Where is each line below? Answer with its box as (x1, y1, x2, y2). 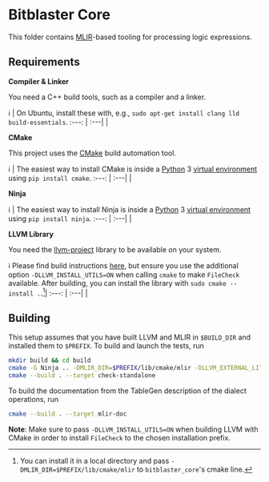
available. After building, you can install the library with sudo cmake (8, 278, 227, 287)
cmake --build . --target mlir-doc (8, 410, 127, 418)
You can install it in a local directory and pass (19, 456, 170, 465)
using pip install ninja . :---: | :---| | (8, 214, 132, 223)
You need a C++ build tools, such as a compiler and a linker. (8, 92, 207, 102)
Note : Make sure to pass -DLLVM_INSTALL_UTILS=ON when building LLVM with (8, 424, 259, 434)
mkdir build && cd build (8, 356, 91, 365)
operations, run (8, 394, 59, 404)
